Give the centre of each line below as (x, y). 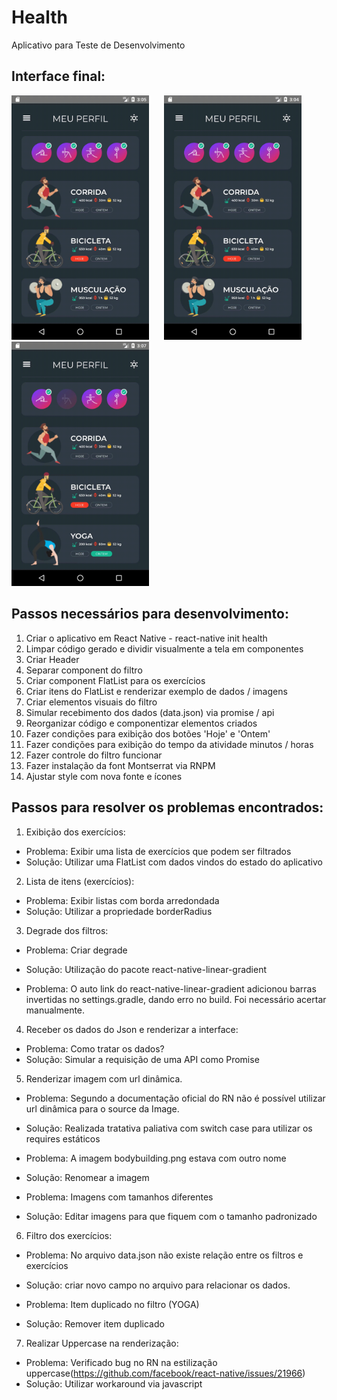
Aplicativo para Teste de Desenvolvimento (98, 45)
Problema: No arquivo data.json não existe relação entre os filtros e (164, 1255)
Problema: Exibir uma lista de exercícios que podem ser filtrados (158, 851)
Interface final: (58, 76)
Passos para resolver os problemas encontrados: (167, 807)
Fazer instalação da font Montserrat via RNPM (120, 765)
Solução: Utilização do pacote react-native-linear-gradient (146, 969)
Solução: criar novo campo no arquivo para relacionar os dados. (158, 1285)
